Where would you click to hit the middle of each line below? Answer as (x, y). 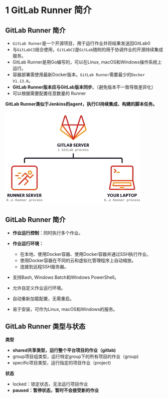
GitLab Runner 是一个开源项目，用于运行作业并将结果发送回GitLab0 (81, 43)
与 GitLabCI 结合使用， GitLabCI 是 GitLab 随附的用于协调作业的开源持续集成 (88, 50)
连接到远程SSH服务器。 (44, 266)
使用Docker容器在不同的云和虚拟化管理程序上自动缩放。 (78, 260)
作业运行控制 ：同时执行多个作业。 (48, 233)
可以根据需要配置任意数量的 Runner (49, 93)
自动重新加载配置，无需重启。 (43, 298)
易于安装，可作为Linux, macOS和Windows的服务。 (65, 309)
